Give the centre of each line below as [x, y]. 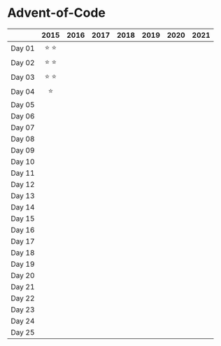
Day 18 [23, 252]
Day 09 [23, 150]
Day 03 [23, 77]
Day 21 [23, 286]
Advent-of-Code [57, 13]
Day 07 [23, 127]
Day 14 [23, 207]
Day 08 [23, 139]
